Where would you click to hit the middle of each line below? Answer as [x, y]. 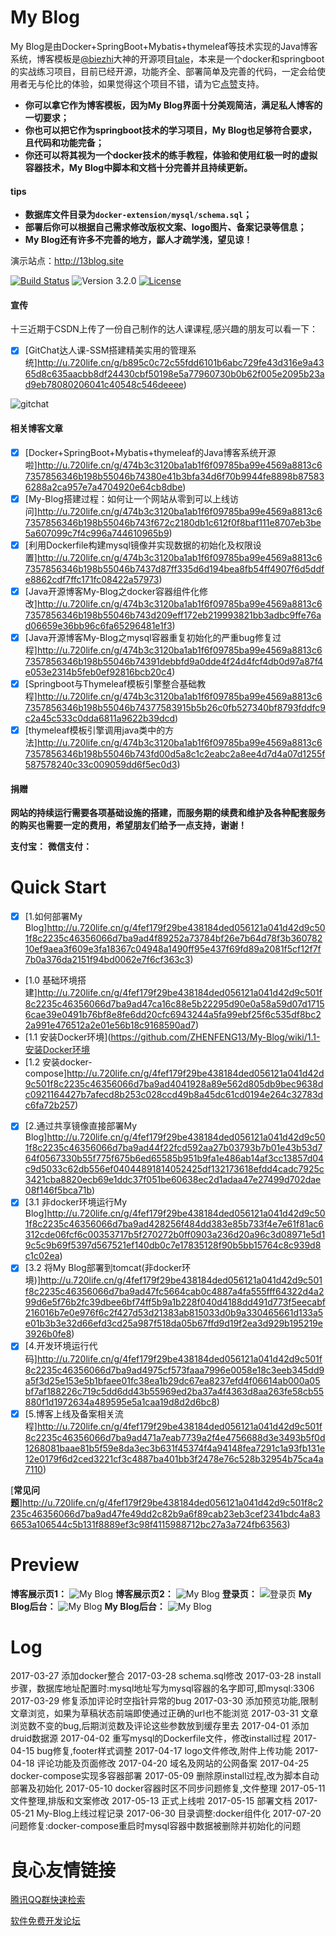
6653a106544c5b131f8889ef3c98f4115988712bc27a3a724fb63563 [149, 1524]
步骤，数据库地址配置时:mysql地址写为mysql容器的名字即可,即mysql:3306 [162, 1688]
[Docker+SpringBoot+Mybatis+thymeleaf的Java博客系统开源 [150, 452]
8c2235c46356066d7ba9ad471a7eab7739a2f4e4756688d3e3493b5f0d [175, 1437]
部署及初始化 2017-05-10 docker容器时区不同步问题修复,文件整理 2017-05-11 [168, 1788]
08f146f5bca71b [58, 1190]
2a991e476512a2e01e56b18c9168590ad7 [110, 1025]
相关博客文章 [36, 428]
